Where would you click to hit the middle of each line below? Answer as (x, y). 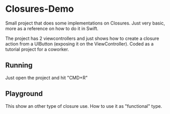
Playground (24, 94)
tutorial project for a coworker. (37, 49)
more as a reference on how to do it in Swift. (52, 28)
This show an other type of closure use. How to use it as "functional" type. (84, 106)
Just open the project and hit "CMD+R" (46, 78)
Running (19, 65)
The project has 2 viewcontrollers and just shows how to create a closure (82, 38)
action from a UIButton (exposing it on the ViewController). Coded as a (80, 43)
